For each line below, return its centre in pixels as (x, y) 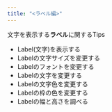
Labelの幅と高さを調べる (53, 101)
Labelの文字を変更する (49, 75)
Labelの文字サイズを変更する (59, 58)
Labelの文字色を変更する (53, 83)
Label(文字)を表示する (49, 49)
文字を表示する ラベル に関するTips (56, 34)
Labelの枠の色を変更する (53, 93)
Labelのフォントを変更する (56, 66)
